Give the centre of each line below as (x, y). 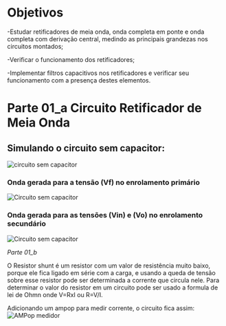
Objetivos (35, 13)
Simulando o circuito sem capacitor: (86, 148)
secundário (26, 224)
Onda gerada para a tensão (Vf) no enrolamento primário (104, 182)
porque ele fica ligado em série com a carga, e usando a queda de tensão (112, 272)
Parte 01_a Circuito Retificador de (104, 108)
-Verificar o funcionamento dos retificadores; (71, 59)
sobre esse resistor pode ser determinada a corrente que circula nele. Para (113, 280)
